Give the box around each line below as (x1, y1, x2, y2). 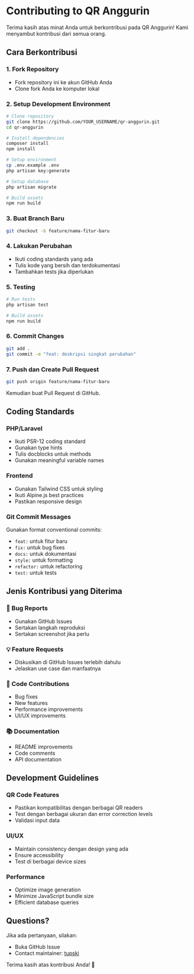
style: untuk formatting (14, 556, 73, 564)
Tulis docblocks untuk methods (14, 450, 92, 458)
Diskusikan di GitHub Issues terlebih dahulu (14, 659, 121, 666)
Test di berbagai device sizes (14, 858, 86, 865)
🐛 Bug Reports (6, 604, 48, 612)
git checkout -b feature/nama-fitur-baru (6, 227, 110, 234)
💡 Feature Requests (6, 645, 64, 653)
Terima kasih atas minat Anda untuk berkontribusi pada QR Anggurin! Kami (6, 24, 188, 31)
